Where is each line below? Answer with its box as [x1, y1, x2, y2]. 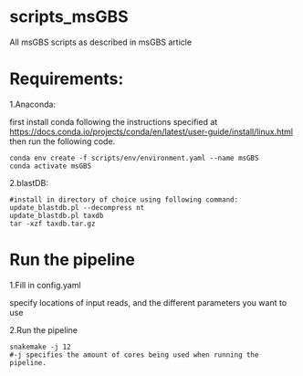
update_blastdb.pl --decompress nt [9, 203, 145, 212]
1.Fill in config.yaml [9, 279, 81, 290]
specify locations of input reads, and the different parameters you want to [9, 297, 287, 308]
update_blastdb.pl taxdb [9, 211, 104, 220]
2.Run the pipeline [9, 324, 78, 335]
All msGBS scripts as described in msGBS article [9, 37, 193, 47]
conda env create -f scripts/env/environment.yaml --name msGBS [9, 153, 259, 162]
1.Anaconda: [9, 99, 57, 110]
